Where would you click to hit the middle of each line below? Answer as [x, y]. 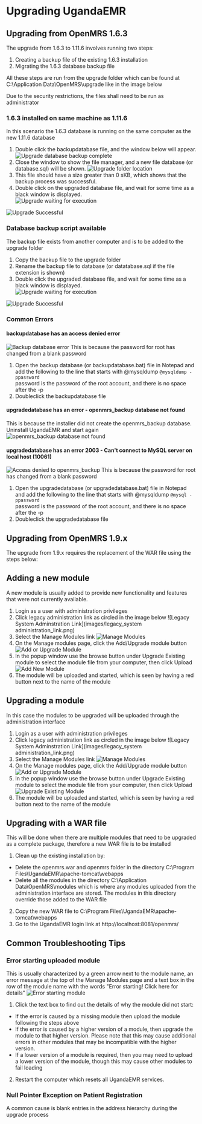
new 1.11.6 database [31, 138]
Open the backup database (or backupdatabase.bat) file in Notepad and [105, 365]
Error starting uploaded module [53, 960]
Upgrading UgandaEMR [66, 11]
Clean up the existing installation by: [60, 856]
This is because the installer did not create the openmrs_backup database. [99, 423]
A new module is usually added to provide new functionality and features [97, 593]
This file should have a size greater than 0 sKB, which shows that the [101, 175]
